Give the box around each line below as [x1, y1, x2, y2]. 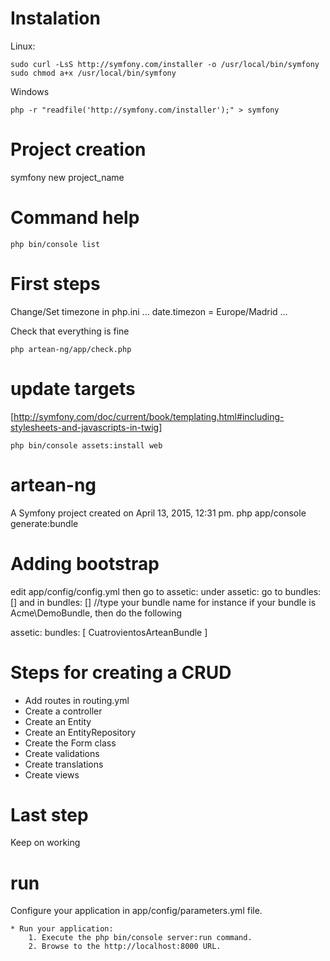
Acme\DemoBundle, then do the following [10, 607, 183, 619]
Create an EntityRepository [24, 726, 137, 738]
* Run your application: [10, 924, 114, 934]
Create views [24, 768, 80, 781]
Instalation [10, 7, 101, 30]
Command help [10, 207, 140, 229]
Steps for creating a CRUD [10, 661, 232, 684]
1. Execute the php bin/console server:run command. [28, 933, 253, 943]
